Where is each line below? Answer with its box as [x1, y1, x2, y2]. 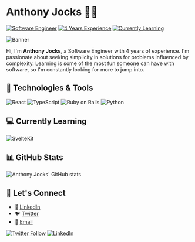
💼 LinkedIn [14, 203, 41, 210]
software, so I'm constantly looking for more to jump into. [6, 66, 145, 73]
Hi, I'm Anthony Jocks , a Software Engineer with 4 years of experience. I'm [6, 47, 190, 54]
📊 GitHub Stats [6, 152, 63, 162]
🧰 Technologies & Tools [6, 83, 93, 93]
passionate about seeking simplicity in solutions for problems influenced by [6, 53, 189, 60]
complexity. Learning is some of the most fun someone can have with [6, 60, 174, 67]
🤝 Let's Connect [6, 188, 66, 198]
